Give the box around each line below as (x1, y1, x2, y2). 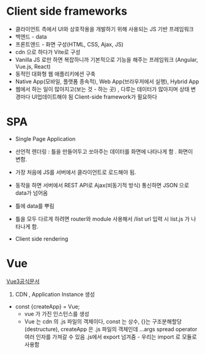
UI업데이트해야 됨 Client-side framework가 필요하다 (31, 93, 157, 100)
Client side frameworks (6, 4, 127, 18)
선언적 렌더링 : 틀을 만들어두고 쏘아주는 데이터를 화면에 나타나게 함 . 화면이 (15, 148, 193, 155)
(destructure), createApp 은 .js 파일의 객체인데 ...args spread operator (24, 325, 198, 333)
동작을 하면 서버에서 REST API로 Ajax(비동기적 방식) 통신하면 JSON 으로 (15, 181, 190, 189)
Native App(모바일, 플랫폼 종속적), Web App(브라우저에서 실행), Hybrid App (15, 78, 199, 85)
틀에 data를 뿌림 (15, 202, 55, 209)
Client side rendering (15, 235, 69, 243)
